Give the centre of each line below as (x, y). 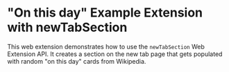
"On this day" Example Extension (105, 13)
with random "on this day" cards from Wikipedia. (77, 61)
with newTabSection (67, 27)
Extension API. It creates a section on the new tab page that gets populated (115, 54)
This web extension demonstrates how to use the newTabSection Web (106, 46)
